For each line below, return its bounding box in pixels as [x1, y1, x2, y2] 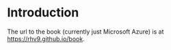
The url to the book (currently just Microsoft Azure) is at [7, 27, 164, 36]
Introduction [7, 5, 79, 21]
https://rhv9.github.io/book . [7, 34, 85, 42]
